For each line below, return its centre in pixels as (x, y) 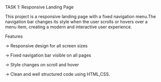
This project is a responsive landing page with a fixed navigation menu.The (80, 16)
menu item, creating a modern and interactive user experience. (69, 27)
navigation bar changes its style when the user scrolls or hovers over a (76, 22)
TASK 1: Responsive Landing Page (39, 7)
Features (14, 36)
